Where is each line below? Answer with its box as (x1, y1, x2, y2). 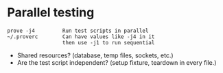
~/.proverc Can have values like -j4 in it (7, 33, 155, 40)
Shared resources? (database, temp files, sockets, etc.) (16, 51, 174, 59)
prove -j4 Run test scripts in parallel (7, 27, 149, 34)
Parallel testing (7, 5, 95, 20)
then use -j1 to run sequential (62, 39, 155, 46)
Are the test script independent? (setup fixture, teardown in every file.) (16, 58, 217, 66)
